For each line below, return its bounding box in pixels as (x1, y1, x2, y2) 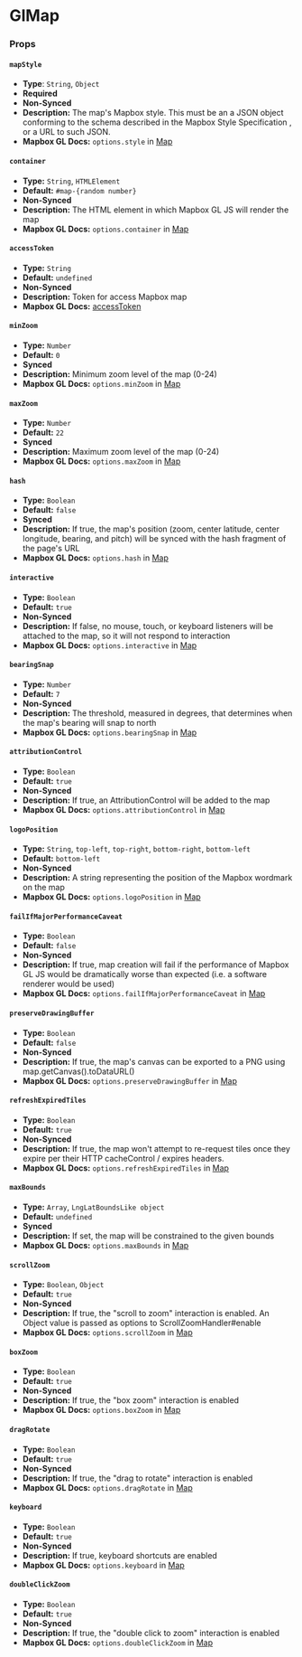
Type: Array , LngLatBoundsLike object (22, 1201, 165, 1212)
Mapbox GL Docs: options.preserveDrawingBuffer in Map (22, 1075, 237, 1086)
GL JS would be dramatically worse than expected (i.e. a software (22, 969, 268, 980)
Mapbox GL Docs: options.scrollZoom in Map (22, 1327, 193, 1338)
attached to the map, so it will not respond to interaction (22, 630, 231, 641)
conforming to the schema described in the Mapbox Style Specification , (22, 117, 292, 127)
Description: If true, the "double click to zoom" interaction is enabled (22, 1627, 280, 1638)
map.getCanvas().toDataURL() (22, 1066, 135, 1077)
